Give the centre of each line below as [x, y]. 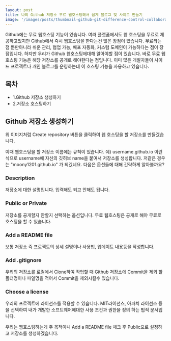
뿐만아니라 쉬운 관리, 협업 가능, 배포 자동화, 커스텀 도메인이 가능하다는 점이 [84, 47]
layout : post [19, 10]
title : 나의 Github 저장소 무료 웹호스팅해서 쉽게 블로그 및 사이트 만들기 [74, 15]
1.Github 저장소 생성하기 [37, 97]
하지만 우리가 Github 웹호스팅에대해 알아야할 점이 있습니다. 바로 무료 [92, 54]
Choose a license [27, 292]
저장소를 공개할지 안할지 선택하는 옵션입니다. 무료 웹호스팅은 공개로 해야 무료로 [83, 215]
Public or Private [26, 203]
